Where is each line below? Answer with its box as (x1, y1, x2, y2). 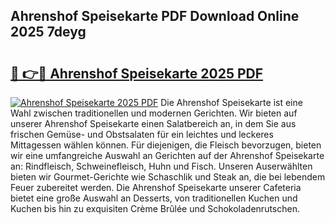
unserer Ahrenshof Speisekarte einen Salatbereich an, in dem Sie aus (10, 118, 297, 129)
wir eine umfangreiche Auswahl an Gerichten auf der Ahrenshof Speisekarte (10, 150, 325, 161)
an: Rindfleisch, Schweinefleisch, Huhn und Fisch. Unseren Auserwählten (10, 160, 313, 172)
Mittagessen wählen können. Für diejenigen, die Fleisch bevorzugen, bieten (10, 139, 322, 151)
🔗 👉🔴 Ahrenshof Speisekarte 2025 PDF (10, 65, 264, 82)
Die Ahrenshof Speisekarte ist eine (160, 97, 303, 108)
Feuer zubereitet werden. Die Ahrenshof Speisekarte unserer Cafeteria (10, 182, 302, 193)
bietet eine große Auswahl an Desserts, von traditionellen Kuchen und (10, 192, 298, 204)
